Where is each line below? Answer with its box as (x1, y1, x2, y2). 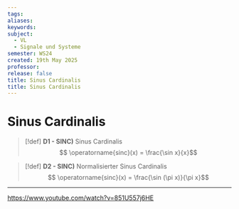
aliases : (7, 17, 33, 24)
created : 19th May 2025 (7, 57, 78, 64)
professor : (7, 63, 40, 70)
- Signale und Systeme (14, 43, 81, 50)
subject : (7, 30, 33, 38)
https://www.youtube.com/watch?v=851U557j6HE (7, 193, 154, 203)
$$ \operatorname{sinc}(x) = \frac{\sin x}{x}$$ (59, 149, 198, 157)
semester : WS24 (7, 50, 53, 58)
